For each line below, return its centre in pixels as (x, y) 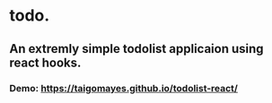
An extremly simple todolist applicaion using (136, 49)
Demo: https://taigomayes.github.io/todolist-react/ (123, 88)
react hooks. (45, 62)
